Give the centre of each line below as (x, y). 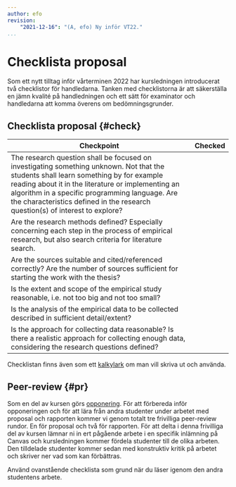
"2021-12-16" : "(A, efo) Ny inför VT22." (81, 27)
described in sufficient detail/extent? (71, 318)
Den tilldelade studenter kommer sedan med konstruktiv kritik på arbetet (112, 448)
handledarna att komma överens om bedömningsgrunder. (91, 104)
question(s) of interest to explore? (67, 211)
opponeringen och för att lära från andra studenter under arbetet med (108, 411)
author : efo (25, 14)
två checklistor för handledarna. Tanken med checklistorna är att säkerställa (117, 89)
